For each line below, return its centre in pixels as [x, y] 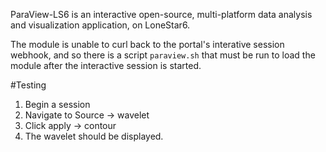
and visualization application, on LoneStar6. [100, 25]
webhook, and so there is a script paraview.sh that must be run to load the [163, 55]
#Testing [28, 85]
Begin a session [57, 104]
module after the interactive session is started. [106, 65]
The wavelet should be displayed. [94, 136]
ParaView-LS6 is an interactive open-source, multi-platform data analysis [161, 14]
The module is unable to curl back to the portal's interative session [147, 44]
